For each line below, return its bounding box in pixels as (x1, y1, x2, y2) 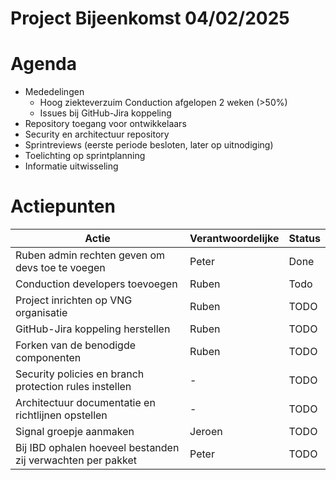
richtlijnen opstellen (15, 408, 108, 422)
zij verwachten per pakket (15, 453, 138, 467)
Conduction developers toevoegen (15, 277, 178, 291)
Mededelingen (24, 86, 85, 98)
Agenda (10, 53, 77, 76)
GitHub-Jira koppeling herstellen (15, 322, 171, 336)
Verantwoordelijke (189, 232, 280, 246)
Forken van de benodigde (15, 338, 137, 352)
